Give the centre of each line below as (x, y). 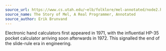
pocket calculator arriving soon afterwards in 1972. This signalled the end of (82, 38)
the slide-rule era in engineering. (38, 44)
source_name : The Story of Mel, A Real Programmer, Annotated (70, 14)
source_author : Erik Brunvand (36, 19)
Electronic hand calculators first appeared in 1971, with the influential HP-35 (82, 33)
